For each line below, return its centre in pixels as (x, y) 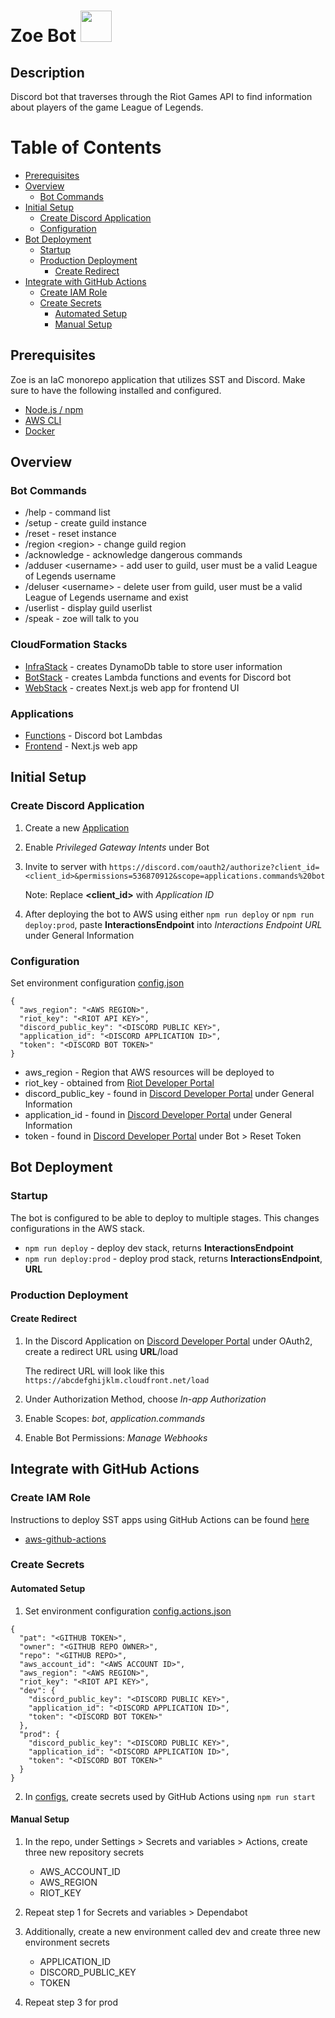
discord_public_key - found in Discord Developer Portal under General (169, 1094)
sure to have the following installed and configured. (116, 390)
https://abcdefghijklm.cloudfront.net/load (117, 1380)
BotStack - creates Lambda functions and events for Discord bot (158, 677)
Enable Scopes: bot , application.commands (115, 1418)
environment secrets (67, 1942)
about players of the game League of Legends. (107, 107)
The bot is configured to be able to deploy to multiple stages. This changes (165, 1217)
